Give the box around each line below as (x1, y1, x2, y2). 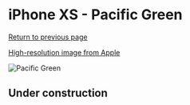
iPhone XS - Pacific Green (8, 6, 183, 24)
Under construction (8, 87, 108, 100)
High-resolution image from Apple (8, 47, 121, 57)
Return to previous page (8, 32, 88, 42)
